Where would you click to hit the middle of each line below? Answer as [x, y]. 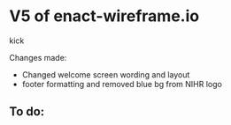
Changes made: [38, 57]
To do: [27, 112]
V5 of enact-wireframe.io [104, 16]
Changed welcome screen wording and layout [106, 74]
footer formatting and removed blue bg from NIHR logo [122, 84]
